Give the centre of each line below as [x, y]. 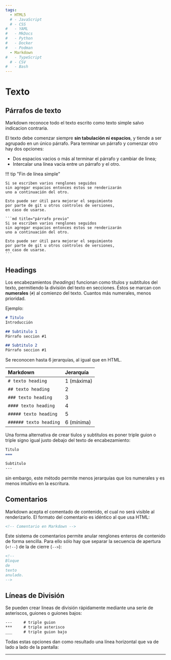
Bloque [12, 561]
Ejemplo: [15, 308]
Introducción [19, 322]
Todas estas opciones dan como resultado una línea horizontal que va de [82, 642]
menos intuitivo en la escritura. [38, 483]
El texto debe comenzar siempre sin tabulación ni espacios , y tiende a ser [83, 138]
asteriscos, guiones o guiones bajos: [44, 613]
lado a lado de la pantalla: [32, 647]
